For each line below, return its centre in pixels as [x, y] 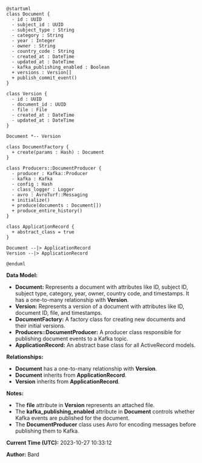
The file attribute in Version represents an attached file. [85, 405]
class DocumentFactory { [38, 147]
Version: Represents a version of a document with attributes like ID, [100, 306]
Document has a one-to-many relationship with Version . [86, 369]
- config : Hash [32, 184]
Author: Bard [23, 454]
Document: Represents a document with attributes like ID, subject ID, [101, 287]
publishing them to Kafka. [47, 431]
